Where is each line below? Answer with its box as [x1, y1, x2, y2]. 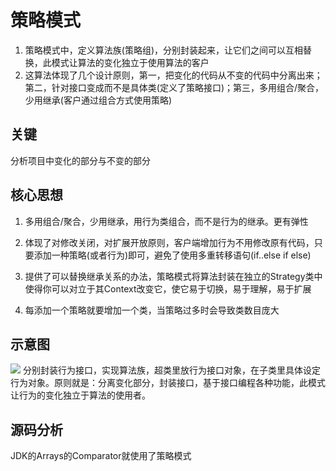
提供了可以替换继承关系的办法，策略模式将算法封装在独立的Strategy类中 [24, 270, 323, 282]
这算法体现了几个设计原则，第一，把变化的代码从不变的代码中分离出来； [24, 69, 323, 81]
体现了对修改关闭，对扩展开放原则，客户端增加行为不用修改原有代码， [24, 236, 315, 248]
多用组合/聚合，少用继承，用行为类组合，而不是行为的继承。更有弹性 [24, 215, 309, 227]
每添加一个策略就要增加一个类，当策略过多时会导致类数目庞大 [24, 304, 280, 316]
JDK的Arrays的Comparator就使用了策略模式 [10, 450, 192, 462]
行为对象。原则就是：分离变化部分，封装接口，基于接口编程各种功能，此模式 [10, 377, 326, 389]
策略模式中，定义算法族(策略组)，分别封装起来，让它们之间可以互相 [24, 44, 304, 56]
